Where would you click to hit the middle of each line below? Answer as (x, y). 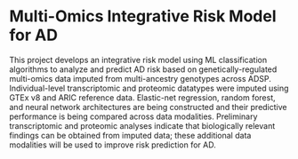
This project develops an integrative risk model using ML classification (138, 60)
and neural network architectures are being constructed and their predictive (148, 107)
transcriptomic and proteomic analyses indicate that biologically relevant (142, 125)
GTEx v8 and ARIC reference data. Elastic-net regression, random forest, (142, 97)
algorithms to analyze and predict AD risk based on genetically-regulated (143, 69)
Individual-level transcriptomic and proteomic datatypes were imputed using (149, 88)
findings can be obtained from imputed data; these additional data (130, 135)
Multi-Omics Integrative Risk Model (143, 16)
